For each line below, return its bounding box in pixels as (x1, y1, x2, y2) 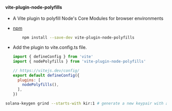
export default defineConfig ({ (12, 73, 80, 78)
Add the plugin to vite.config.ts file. (12, 44, 87, 50)
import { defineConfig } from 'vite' (12, 54, 94, 60)
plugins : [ (17, 77, 41, 82)
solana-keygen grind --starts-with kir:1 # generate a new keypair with (5, 101, 164, 106)
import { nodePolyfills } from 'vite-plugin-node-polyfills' (12, 59, 146, 64)
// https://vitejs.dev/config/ (12, 68, 80, 73)
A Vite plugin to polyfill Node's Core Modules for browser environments (12, 15, 164, 21)
